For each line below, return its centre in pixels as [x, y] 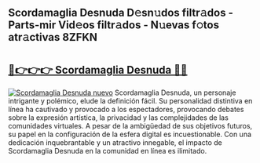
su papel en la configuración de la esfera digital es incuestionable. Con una [130, 134]
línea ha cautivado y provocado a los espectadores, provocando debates [126, 109]
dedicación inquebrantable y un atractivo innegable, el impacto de [115, 143]
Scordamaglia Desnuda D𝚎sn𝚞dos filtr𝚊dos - [121, 13]
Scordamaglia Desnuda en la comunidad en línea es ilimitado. [108, 151]
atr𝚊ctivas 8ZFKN [53, 37]
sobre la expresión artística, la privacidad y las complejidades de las [119, 118]
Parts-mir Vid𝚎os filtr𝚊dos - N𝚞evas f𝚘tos [114, 25]
